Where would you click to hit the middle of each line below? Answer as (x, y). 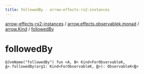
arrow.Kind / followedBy (30, 29)
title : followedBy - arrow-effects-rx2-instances (58, 10)
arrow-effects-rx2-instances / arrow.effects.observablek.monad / (72, 24)
